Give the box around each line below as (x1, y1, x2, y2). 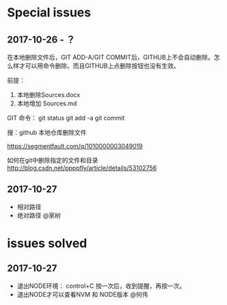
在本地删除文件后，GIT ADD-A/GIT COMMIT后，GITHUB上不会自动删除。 (7, 53, 214, 61)
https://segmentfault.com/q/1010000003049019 (7, 142, 143, 150)
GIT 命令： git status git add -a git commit (7, 114, 125, 122)
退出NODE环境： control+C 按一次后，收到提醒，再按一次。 (16, 282, 186, 290)
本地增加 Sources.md (16, 99, 77, 107)
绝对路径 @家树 (16, 211, 62, 220)
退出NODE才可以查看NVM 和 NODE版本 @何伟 (16, 290, 148, 298)
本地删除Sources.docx (16, 91, 81, 98)
